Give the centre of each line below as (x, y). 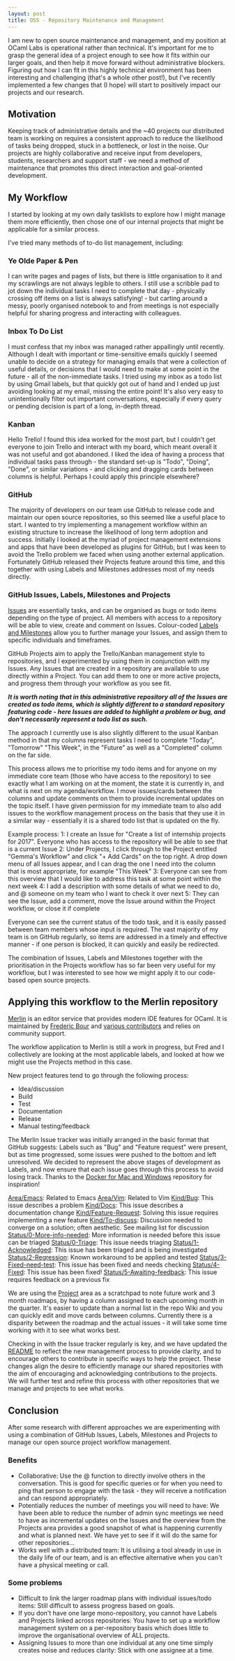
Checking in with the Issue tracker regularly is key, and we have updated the (117, 1344)
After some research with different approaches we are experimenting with (114, 1427)
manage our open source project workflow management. (90, 1442)
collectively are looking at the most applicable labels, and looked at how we (116, 1055)
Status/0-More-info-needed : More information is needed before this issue (114, 1235)
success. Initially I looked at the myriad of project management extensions (115, 540)
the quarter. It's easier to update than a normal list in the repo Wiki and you (115, 1308)
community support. (37, 1034)
